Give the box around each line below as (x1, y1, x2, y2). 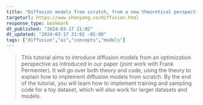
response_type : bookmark (6, 20, 69, 26)
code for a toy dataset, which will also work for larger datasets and (21, 86, 187, 93)
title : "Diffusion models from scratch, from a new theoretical (6, 8, 172, 15)
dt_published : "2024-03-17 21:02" (6, 25, 94, 32)
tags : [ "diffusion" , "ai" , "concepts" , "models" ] (6, 37, 126, 43)
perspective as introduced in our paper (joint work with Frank (21, 60, 174, 67)
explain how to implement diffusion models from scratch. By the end (21, 73, 192, 80)
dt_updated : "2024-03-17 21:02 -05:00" (6, 32, 107, 38)
